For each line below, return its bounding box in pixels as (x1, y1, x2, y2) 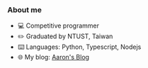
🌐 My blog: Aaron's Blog (17, 53, 90, 62)
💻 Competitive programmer (17, 21, 100, 30)
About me (7, 5, 42, 15)
